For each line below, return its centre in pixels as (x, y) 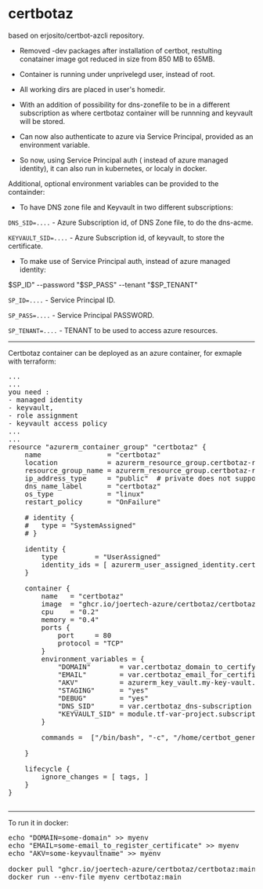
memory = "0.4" (70, 620)
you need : (29, 392)
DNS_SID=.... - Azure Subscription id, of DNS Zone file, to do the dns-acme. (131, 222)
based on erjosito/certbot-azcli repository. (76, 35)
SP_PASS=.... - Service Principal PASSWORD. (81, 315)
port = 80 (85, 635)
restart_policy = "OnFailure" (93, 502)
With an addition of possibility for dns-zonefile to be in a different (124, 104)
